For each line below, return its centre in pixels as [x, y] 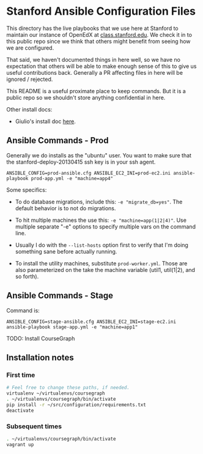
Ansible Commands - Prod [57, 141]
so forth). [27, 276]
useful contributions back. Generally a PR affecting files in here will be [95, 72]
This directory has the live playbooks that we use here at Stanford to [92, 28]
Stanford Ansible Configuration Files [101, 11]
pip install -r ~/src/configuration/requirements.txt [76, 405]
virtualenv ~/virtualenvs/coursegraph [56, 393]
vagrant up [20, 445]
